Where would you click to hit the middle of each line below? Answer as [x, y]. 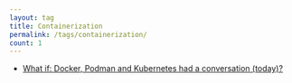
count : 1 [26, 43]
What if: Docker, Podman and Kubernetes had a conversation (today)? [152, 69]
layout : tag [32, 18]
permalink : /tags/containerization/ [78, 34]
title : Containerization [56, 26]
